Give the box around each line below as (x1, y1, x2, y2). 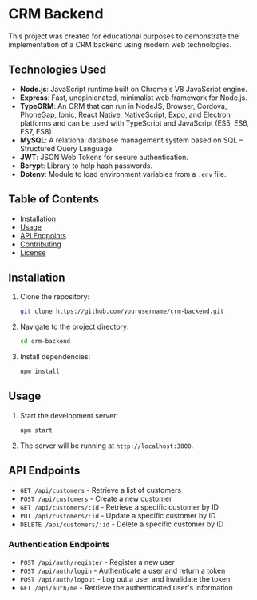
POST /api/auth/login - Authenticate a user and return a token (19, 566, 226, 575)
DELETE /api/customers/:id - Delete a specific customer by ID (19, 519, 224, 529)
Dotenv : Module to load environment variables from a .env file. (19, 169, 227, 178)
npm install (19, 367, 60, 376)
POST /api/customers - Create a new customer (19, 494, 172, 503)
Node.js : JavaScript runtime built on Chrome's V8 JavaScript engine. (19, 84, 247, 94)
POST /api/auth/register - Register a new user (19, 557, 176, 566)
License (19, 247, 46, 257)
